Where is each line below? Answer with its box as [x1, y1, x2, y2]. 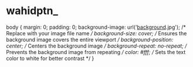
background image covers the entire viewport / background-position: [6, 36, 174, 43]
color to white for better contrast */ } [6, 55, 94, 62]
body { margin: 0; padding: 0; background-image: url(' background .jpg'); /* [6, 24, 187, 31]
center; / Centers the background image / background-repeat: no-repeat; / [6, 42, 187, 49]
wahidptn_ [6, 4, 59, 18]
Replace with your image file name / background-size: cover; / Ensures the [6, 29, 187, 36]
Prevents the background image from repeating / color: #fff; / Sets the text [6, 48, 186, 55]
